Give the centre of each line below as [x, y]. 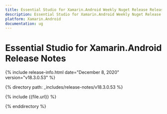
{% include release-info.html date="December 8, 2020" [62, 72]
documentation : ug [24, 24]
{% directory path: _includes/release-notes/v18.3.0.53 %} [64, 87]
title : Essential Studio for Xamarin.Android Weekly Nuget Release [77, 10]
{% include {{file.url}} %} [31, 97]
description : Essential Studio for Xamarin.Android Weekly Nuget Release [83, 14]
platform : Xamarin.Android [33, 19]
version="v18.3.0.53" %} [30, 78]
